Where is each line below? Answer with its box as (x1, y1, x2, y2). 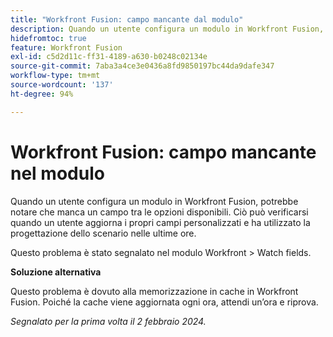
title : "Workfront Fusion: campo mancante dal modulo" (10, 14, 244, 25)
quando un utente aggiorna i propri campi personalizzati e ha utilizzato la (10, 216, 311, 228)
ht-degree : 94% (10, 89, 74, 99)
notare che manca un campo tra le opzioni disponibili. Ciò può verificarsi (10, 206, 309, 218)
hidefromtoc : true (10, 33, 87, 43)
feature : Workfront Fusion (10, 42, 123, 53)
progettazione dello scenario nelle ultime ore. (10, 227, 197, 239)
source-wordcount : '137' (10, 80, 114, 90)
